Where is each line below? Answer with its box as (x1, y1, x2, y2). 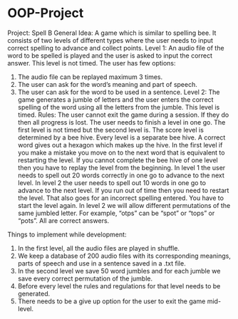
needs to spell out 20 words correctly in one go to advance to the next (17, 171, 224, 179)
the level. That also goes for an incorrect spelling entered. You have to (17, 194, 224, 202)
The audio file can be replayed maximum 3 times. (17, 73, 162, 81)
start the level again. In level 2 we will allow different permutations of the (17, 201, 231, 209)
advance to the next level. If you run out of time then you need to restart (17, 186, 229, 194)
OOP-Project (7, 5, 84, 21)
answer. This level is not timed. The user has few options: (7, 58, 176, 67)
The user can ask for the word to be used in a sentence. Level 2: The (17, 88, 220, 96)
